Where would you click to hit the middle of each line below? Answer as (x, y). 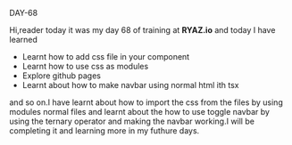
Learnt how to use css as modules (85, 66)
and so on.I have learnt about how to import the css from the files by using (146, 102)
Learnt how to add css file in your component (106, 56)
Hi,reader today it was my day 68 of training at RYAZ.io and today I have (142, 30)
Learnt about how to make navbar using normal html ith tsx (130, 85)
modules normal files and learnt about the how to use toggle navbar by (140, 112)
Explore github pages (61, 76)
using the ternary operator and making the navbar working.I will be (132, 121)
